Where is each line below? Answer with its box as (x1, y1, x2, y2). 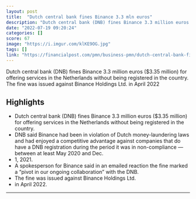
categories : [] (6, 30, 43, 36)
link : (6, 52, 19, 58)
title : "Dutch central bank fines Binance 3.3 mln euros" (6, 14, 153, 20)
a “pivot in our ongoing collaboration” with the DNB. (14, 169, 139, 176)
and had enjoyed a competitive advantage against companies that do (14, 138, 181, 145)
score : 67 (6, 36, 30, 41)
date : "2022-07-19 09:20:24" (6, 25, 77, 31)
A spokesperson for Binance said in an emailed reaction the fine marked (14, 162, 188, 169)
